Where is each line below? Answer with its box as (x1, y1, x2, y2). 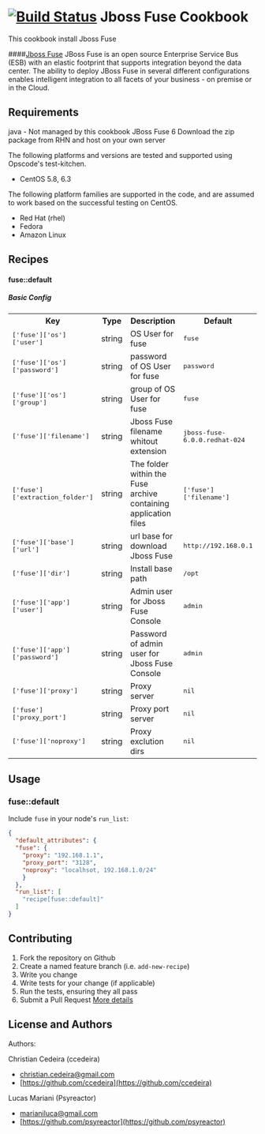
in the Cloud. (8, 83, 50, 92)
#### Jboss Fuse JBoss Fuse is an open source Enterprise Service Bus (8, 49, 239, 58)
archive (129, 488, 158, 499)
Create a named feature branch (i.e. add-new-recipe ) (19, 961, 190, 971)
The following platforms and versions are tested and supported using (8, 150, 233, 160)
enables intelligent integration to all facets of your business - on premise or (8, 74, 252, 84)
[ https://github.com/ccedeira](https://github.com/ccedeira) (19, 1078, 212, 1087)
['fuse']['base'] (12, 538, 75, 546)
